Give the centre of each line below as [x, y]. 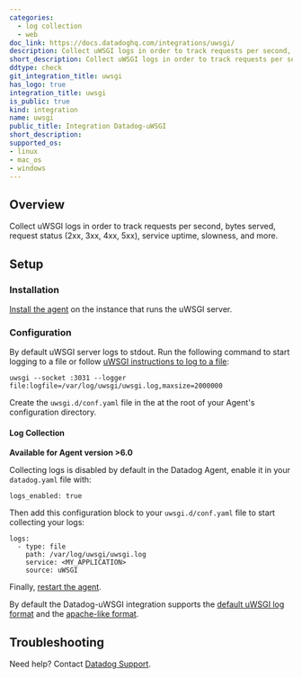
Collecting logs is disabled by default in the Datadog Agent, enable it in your [150, 470]
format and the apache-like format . [74, 614]
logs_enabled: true [46, 496]
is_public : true [40, 101]
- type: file [42, 547]
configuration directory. [53, 412]
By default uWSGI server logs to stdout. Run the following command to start [150, 352]
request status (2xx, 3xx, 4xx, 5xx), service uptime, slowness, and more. [144, 236]
